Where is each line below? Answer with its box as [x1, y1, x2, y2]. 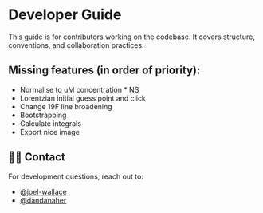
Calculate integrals [19, 118, 82, 128]
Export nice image [19, 127, 80, 136]
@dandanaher [19, 195, 67, 205]
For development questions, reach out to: [8, 172, 143, 181]
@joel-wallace [19, 187, 68, 196]
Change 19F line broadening [19, 101, 113, 111]
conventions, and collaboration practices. [8, 40, 145, 49]
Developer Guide [8, 6, 122, 24]
